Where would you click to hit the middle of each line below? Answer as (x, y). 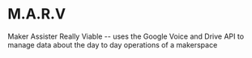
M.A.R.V (37, 14)
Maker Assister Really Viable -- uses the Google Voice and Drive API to (126, 36)
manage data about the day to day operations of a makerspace (113, 44)
